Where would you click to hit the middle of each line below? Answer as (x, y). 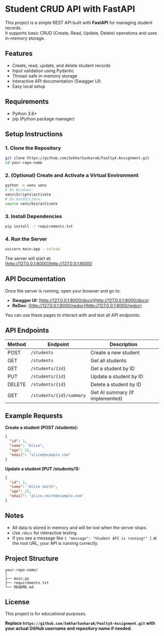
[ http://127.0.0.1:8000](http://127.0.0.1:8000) (49, 264)
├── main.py (17, 578)
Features (19, 54)
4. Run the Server (26, 239)
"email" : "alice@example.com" (40, 455)
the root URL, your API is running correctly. (55, 543)
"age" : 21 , (20, 450)
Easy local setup (29, 86)
